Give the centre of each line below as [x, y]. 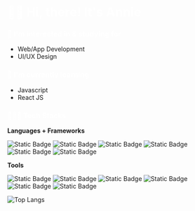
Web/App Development [51, 49]
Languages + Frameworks [46, 131]
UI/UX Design [37, 57]
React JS [31, 97]
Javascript [33, 90]
